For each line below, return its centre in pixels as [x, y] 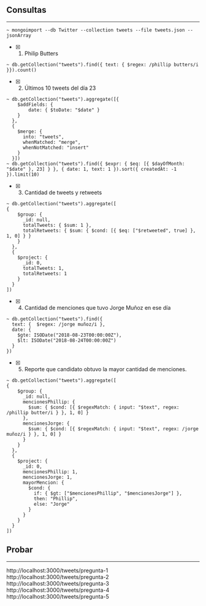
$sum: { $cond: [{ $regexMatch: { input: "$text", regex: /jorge [114, 429]
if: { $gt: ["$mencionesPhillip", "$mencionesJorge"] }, [108, 493]
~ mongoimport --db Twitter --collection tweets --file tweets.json [96, 30]
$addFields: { [35, 104]
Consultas [27, 10]
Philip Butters [41, 53]
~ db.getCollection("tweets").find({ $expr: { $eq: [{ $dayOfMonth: [96, 163]
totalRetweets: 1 [45, 273]
